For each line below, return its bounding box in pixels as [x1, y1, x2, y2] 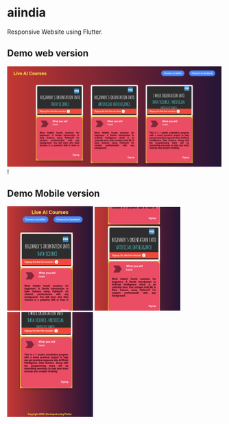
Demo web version [7, 47, 89, 59]
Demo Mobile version [7, 188, 100, 200]
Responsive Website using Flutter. [7, 28, 103, 36]
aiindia [7, 5, 47, 21]
